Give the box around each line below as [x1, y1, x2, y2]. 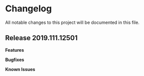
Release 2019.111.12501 [5, 34, 78, 42]
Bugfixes [5, 57, 24, 63]
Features [5, 47, 24, 53]
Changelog [5, 3, 52, 14]
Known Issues [5, 66, 35, 72]
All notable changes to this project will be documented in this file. [5, 19, 140, 25]
